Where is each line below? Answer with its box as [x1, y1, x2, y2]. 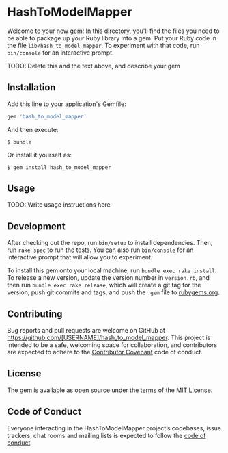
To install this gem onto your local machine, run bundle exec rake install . [7, 266, 217, 274]
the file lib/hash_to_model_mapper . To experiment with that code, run [7, 41, 200, 49]
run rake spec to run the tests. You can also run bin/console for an [7, 246, 194, 254]
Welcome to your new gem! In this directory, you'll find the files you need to [7, 27, 220, 35]
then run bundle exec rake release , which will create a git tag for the [7, 281, 201, 289]
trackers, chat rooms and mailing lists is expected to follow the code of [7, 431, 206, 439]
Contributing [7, 308, 63, 320]
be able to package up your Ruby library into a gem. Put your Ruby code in [7, 34, 217, 42]
